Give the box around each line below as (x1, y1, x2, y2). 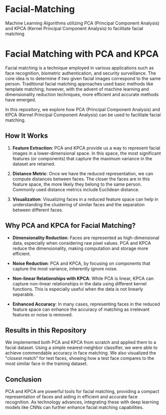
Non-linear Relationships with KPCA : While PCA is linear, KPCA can (12, 275, 154, 281)
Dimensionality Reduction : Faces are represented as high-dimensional (12, 234, 159, 241)
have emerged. (5, 97, 36, 103)
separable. (12, 291, 35, 297)
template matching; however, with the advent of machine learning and (5, 86, 149, 92)
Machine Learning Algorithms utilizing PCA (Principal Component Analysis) (5, 20, 160, 26)
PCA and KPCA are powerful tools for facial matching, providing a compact (5, 388, 159, 394)
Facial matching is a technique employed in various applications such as (5, 65, 154, 71)
